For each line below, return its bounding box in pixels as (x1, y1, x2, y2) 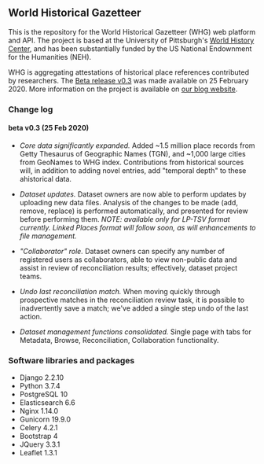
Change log (8, 104, 53, 115)
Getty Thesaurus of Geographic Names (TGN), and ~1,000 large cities (19, 149, 246, 158)
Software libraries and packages (8, 355, 135, 366)
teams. (19, 271, 42, 281)
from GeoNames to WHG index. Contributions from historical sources (19, 157, 244, 167)
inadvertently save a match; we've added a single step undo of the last (19, 303, 249, 313)
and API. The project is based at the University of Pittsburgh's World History (8, 35, 255, 45)
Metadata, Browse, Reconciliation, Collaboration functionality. (19, 335, 219, 344)
